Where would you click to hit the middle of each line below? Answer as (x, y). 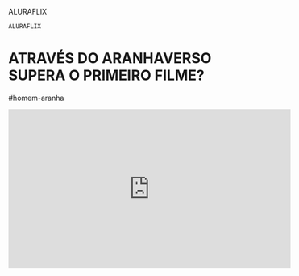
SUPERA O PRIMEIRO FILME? (106, 75)
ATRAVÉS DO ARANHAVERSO (110, 59)
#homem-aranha (36, 98)
